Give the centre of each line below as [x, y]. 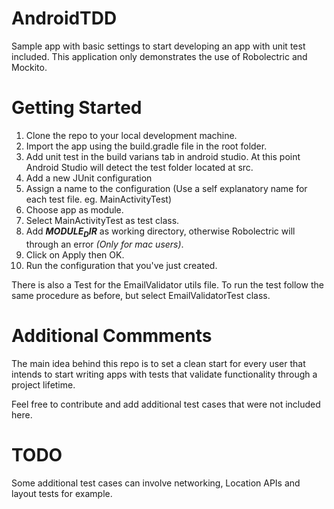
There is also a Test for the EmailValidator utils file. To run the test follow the [167, 284]
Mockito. [29, 67]
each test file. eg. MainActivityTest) [98, 199]
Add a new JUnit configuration [89, 178]
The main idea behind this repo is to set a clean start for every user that [158, 363]
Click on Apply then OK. [75, 254]
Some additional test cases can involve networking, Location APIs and [156, 483]
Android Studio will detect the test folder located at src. [139, 167]
